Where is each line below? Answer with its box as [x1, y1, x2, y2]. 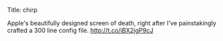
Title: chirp [7, 6, 38, 14]
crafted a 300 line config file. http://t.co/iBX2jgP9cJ [7, 27, 154, 34]
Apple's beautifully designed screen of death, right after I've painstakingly [7, 19, 217, 27]
